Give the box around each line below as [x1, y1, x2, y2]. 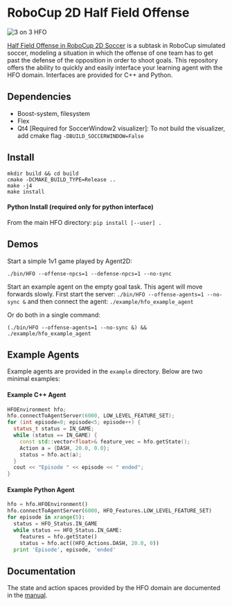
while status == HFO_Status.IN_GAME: [13, 526, 123, 534]
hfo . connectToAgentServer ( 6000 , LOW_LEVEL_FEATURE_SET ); [7, 412, 175, 419]
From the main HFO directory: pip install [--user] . [7, 218, 162, 226]
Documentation [7, 565, 76, 577]
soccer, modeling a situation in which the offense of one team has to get [7, 49, 213, 57]
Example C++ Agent [7, 390, 66, 398]
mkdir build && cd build [7, 170, 79, 177]
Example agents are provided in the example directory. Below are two [7, 367, 203, 376]
